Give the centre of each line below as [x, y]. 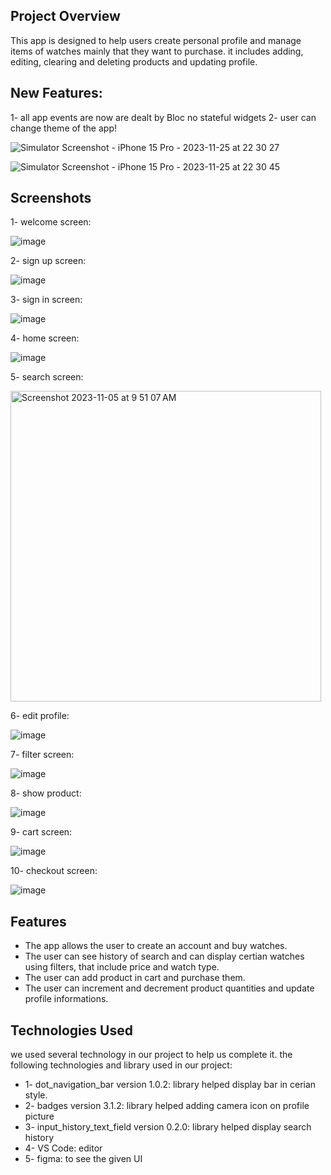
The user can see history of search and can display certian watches [164, 956]
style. [36, 1095]
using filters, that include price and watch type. [122, 967]
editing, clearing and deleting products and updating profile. [134, 61]
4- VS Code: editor [63, 1148]
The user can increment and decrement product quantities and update [169, 988]
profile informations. [66, 999]
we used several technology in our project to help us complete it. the [151, 1055]
